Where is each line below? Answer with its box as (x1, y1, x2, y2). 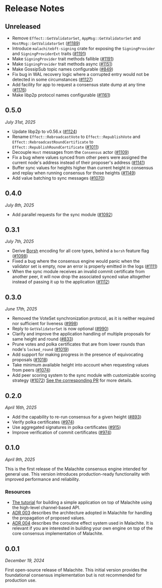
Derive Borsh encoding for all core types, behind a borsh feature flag (12, 248, 149, 254)
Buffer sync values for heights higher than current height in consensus (12, 165, 154, 170)
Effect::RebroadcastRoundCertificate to (12, 139, 94, 145)
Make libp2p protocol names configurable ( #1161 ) (12, 92, 111, 98)
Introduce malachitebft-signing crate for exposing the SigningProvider (12, 46, 155, 51)
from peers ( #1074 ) (12, 367, 51, 373)
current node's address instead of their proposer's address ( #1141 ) (12, 159, 146, 165)
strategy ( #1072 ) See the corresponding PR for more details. (12, 378, 132, 384)
